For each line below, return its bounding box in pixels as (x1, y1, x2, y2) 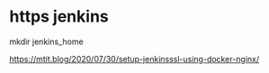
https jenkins (9, 6, 110, 27)
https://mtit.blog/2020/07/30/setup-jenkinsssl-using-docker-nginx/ (9, 53, 260, 64)
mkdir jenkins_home (9, 36, 84, 47)
